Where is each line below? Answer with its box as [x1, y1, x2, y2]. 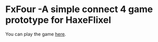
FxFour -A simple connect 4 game [5, 4, 153, 15]
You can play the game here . [5, 31, 66, 37]
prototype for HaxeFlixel [5, 14, 112, 26]
